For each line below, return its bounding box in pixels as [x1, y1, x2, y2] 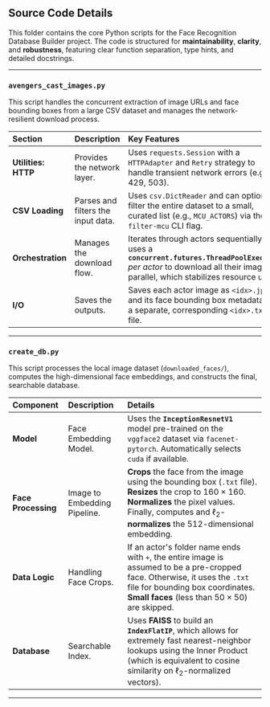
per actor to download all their [128, 261, 242, 272]
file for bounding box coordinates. [127, 582, 256, 593]
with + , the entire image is [127, 551, 223, 562]
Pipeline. [67, 508, 100, 518]
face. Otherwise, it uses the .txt [127, 571, 249, 582]
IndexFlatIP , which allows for [127, 624, 239, 635]
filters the [74, 205, 111, 216]
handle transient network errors [128, 167, 247, 178]
